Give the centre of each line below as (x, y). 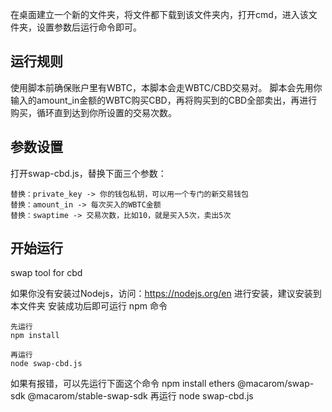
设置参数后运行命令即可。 (89, 27)
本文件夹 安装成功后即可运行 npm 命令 (89, 306)
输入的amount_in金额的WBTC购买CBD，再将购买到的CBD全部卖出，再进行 (164, 100)
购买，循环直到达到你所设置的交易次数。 (93, 112)
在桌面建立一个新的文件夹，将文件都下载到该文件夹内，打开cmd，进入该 (159, 14)
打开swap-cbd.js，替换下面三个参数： (88, 173)
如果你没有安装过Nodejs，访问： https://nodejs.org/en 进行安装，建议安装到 (166, 294)
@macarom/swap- (276, 384)
